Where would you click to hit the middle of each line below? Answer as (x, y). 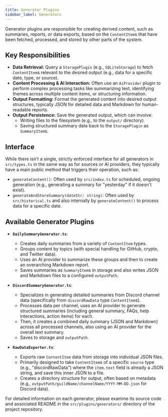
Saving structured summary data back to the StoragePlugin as (84, 126)
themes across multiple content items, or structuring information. (79, 94)
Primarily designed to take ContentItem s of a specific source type (87, 362)
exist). (19, 190)
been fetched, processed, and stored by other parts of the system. (74, 39)
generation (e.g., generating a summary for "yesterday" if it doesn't (82, 185)
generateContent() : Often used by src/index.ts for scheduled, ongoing (86, 179)
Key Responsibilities (38, 55)
